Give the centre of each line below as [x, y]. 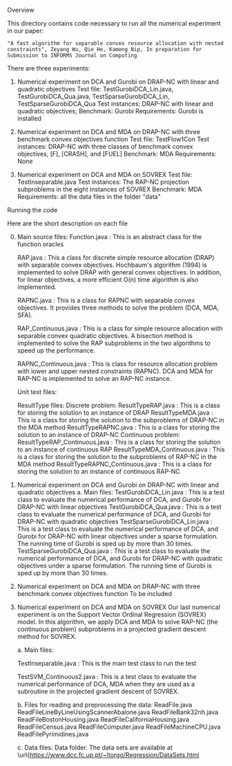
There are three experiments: [49, 68]
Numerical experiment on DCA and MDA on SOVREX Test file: [105, 175]
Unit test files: [37, 392]
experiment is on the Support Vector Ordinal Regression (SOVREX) [112, 614]
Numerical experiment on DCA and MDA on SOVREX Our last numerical [119, 607]
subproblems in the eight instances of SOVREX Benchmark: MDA [109, 189]
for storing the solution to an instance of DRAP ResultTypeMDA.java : [115, 413]
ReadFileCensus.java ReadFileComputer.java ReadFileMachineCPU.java [119, 727]
